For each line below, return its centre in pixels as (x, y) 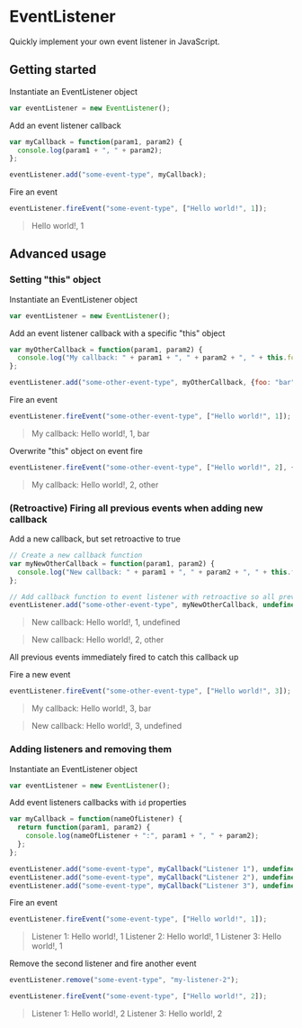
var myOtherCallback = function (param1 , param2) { (106, 350)
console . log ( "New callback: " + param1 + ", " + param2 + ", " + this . (155, 572)
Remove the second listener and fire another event (103, 964)
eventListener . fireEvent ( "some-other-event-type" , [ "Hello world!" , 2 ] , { (152, 467)
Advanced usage (58, 254)
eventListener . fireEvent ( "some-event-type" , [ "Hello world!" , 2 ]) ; (138, 996)
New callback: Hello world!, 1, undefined (106, 623)
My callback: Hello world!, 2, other (95, 485)
